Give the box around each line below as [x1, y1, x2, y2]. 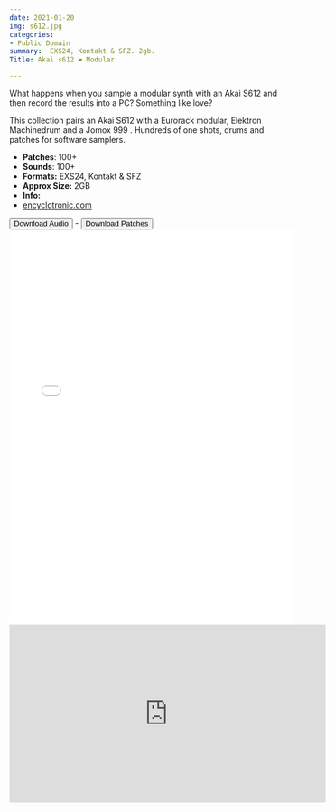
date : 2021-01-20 [9, 13, 75, 23]
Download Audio [14, 219, 70, 229]
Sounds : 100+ [22, 162, 76, 172]
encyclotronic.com [22, 200, 92, 210]
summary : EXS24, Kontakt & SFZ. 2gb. [9, 47, 155, 56]
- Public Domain [9, 38, 70, 48]
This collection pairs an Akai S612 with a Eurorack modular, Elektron [9, 115, 262, 126]
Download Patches [85, 219, 149, 229]
